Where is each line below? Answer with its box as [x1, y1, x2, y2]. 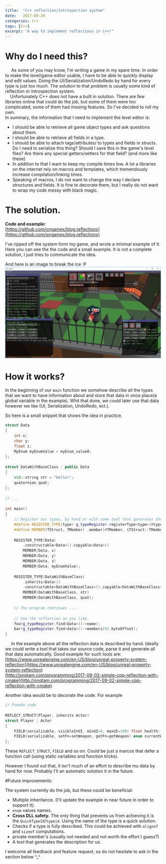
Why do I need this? [5, 51, 88, 62]
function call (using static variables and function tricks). [5, 753, 119, 760]
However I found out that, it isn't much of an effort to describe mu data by [5, 763, 155, 769]
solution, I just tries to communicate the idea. [5, 252, 97, 257]
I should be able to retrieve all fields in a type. [12, 135, 105, 141]
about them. [12, 129, 37, 136]
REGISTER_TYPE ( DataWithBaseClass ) [14, 574, 85, 579]
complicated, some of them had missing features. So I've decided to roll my [5, 104, 159, 110]
